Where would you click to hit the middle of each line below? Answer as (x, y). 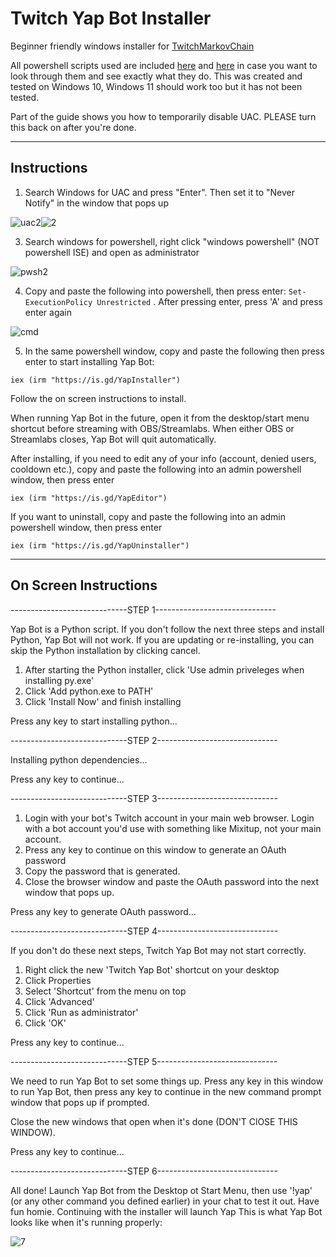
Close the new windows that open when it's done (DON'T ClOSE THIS (154, 1121)
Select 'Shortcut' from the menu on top (105, 991)
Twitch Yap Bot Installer (111, 18)
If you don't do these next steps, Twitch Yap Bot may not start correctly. (158, 950)
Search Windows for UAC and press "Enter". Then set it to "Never (159, 192)
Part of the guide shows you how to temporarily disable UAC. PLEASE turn (163, 116)
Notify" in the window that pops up (96, 203)
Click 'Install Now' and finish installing (103, 701)
